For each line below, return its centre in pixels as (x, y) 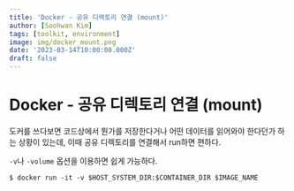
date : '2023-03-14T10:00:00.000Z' (73, 50)
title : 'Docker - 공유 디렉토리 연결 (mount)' (89, 17)
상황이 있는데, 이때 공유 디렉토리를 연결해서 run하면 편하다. (120, 141)
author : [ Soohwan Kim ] (51, 26)
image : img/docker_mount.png (63, 42)
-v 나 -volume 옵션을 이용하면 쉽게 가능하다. (83, 161)
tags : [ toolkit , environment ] (65, 34)
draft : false (33, 58)
